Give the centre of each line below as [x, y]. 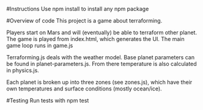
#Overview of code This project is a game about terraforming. [84, 20]
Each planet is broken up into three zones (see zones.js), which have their [99, 82]
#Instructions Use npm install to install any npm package [78, 9]
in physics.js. [23, 70]
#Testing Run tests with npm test [48, 101]
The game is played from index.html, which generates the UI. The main [95, 39]
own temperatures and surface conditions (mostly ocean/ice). [84, 89]
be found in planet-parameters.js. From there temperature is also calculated [102, 64]
